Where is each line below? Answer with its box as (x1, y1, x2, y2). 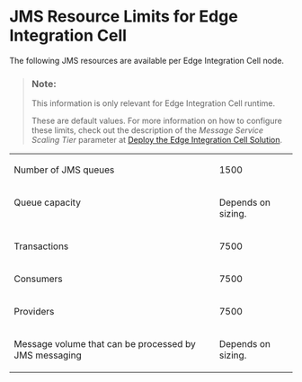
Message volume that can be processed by (13, 338, 196, 351)
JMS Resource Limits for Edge (9, 6, 238, 27)
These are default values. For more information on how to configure (31, 115, 283, 127)
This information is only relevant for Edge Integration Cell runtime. (31, 98, 276, 109)
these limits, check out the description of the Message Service (31, 125, 263, 136)
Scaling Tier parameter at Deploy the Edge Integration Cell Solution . (31, 135, 283, 146)
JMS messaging (13, 349, 83, 361)
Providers (13, 306, 55, 318)
